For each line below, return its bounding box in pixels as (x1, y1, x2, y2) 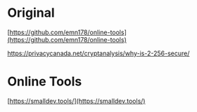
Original (7, 5, 55, 21)
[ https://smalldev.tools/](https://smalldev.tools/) (7, 97, 146, 105)
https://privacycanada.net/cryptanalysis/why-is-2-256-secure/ (7, 49, 190, 57)
